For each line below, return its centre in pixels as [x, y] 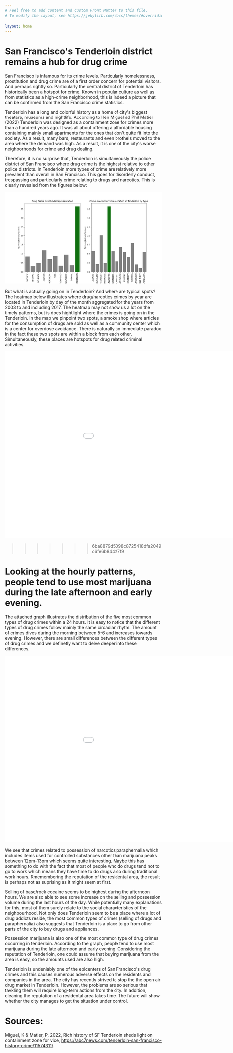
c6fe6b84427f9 [108, 551]
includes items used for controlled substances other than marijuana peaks [81, 856]
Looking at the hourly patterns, [70, 571]
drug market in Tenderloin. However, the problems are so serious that [76, 985]
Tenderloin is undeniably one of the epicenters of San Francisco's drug [78, 969]
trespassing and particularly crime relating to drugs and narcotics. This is [80, 180]
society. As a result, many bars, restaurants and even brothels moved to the [83, 138]
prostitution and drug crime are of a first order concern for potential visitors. [83, 81]
